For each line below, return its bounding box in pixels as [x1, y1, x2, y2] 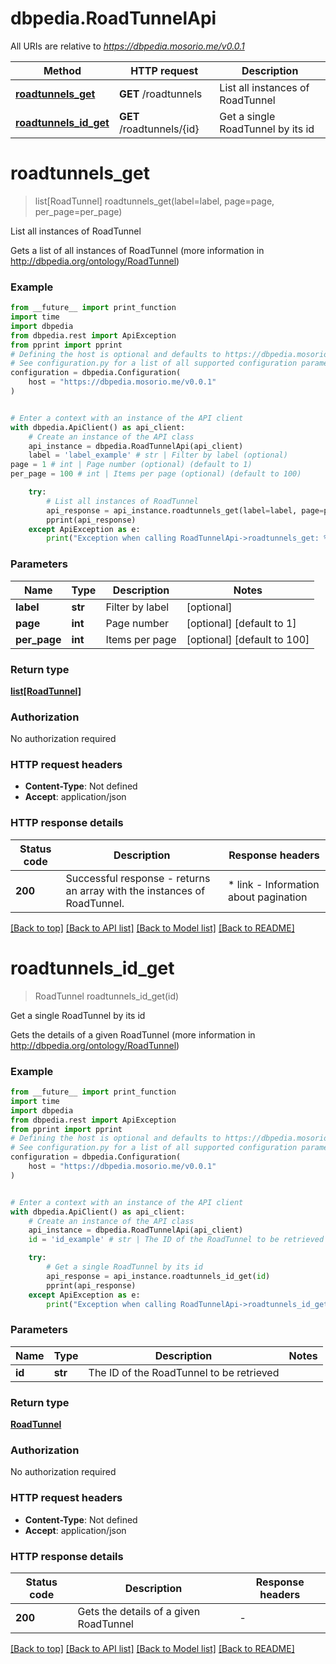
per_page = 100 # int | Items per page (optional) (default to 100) [10, 469, 302, 479]
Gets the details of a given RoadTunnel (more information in [10, 1028, 256, 1041]
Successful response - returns [65, 871, 211, 885]
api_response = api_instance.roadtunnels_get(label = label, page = [46, 505, 325, 516]
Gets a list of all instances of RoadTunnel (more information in [10, 244, 265, 256]
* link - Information [227, 877, 320, 891]
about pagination [227, 890, 308, 904]
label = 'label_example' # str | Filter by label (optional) [28, 450, 288, 461]
